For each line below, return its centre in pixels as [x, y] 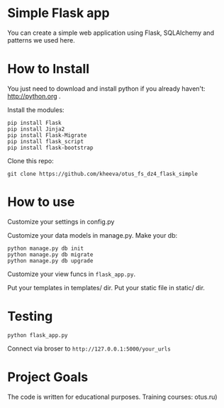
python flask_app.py [38, 335]
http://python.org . [34, 96]
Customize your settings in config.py [61, 221]
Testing [30, 316]
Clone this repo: [31, 160]
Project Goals [48, 377]
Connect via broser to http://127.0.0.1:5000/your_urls [89, 348]
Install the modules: [36, 110]
